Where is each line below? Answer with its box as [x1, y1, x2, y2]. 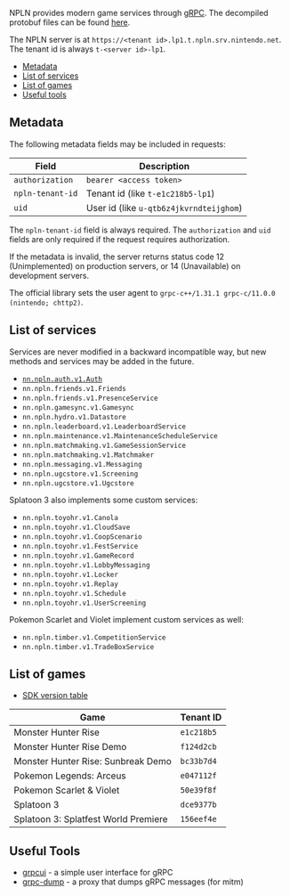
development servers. [9, 270, 90, 281]
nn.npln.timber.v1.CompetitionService [21, 632, 166, 642]
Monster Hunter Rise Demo [13, 741, 127, 753]
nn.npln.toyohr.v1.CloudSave [21, 523, 131, 532]
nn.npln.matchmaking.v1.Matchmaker [21, 450, 155, 460]
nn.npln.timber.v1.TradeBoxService [21, 642, 155, 651]
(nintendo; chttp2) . [9, 297, 84, 307]
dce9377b [180, 800, 217, 810]
